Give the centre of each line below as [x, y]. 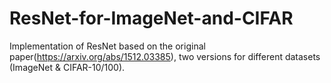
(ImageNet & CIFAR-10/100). [67, 67]
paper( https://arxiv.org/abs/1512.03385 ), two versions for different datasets [165, 56]
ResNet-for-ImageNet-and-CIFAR [151, 18]
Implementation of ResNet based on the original [107, 46]
